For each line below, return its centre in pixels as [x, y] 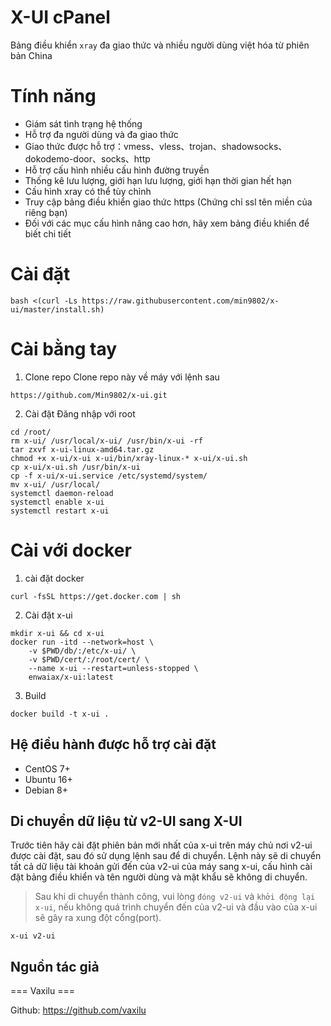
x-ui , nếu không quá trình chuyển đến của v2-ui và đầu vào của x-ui [176, 907]
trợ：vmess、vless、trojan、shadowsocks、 [195, 146]
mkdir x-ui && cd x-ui [57, 633]
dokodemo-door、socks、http [87, 158]
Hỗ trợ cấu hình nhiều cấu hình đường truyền [117, 170]
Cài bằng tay [64, 349]
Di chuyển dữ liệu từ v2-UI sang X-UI [126, 821]
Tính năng [53, 96]
